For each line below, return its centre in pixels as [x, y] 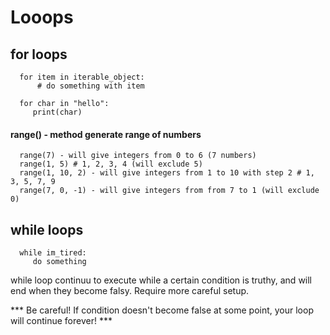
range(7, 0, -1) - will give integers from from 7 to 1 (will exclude [169, 191]
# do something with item [90, 86]
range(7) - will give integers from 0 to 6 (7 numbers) [138, 156]
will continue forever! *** [61, 321]
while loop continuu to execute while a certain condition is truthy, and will [161, 280]
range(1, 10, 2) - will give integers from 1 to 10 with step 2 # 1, [167, 173]
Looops [42, 17]
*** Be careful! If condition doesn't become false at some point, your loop [162, 310]
